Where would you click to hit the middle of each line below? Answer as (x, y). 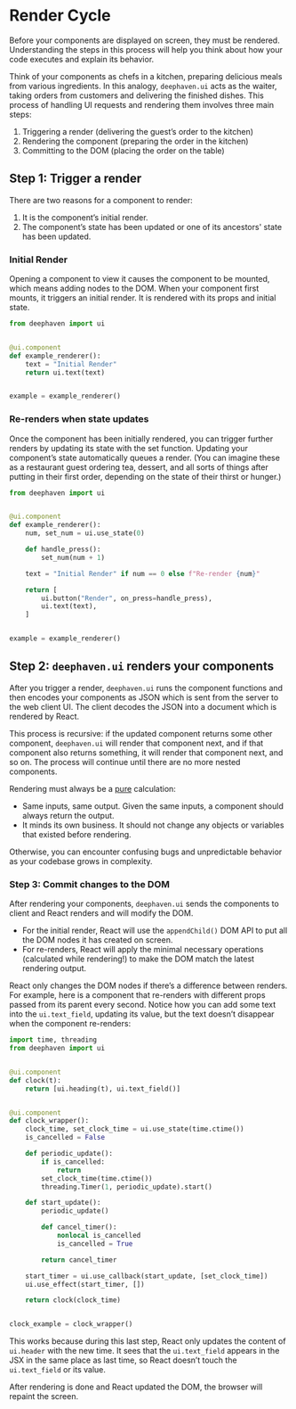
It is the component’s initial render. (85, 217)
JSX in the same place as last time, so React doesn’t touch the (123, 1360)
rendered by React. (44, 716)
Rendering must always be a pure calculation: (92, 788)
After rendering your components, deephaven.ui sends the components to (144, 904)
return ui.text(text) (65, 372)
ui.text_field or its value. (58, 1370)
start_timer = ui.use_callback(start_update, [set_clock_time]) (147, 1276)
